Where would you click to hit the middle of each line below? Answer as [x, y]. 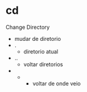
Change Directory [28, 27]
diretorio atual [41, 51]
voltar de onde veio [56, 83]
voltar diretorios [43, 64]
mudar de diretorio [37, 38]
